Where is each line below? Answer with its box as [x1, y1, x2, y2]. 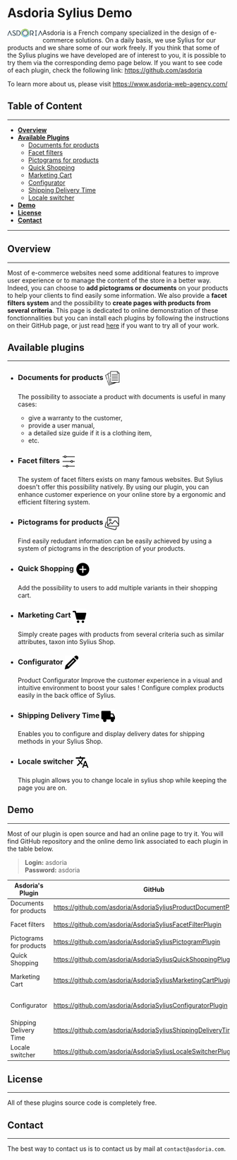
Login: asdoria [24, 858, 68, 866]
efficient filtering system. [17, 498, 90, 506]
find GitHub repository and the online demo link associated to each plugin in [7, 837, 229, 845]
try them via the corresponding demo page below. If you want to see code [7, 58, 223, 67]
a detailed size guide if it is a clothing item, [28, 428, 152, 437]
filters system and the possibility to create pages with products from [7, 299, 211, 307]
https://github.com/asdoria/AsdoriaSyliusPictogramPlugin [53, 938, 221, 946]
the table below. [7, 844, 54, 853]
